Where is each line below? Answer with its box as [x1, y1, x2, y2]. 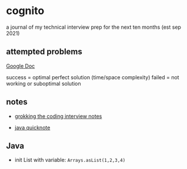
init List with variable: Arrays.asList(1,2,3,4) [14, 157, 126, 164]
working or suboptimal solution [6, 80, 81, 87]
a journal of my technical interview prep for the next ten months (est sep [6, 23, 181, 31]
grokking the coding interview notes [14, 113, 102, 120]
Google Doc [6, 62, 35, 69]
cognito [6, 4, 45, 18]
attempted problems [6, 47, 82, 57]
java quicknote [14, 124, 51, 131]
